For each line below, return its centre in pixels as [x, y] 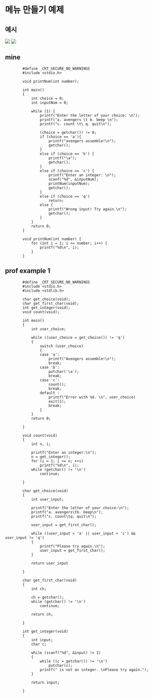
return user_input [50, 563]
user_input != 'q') [25, 538]
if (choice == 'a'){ [60, 137]
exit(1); [57, 401]
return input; [45, 682]
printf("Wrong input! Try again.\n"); [88, 209]
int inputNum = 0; [50, 103]
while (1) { [43, 111]
